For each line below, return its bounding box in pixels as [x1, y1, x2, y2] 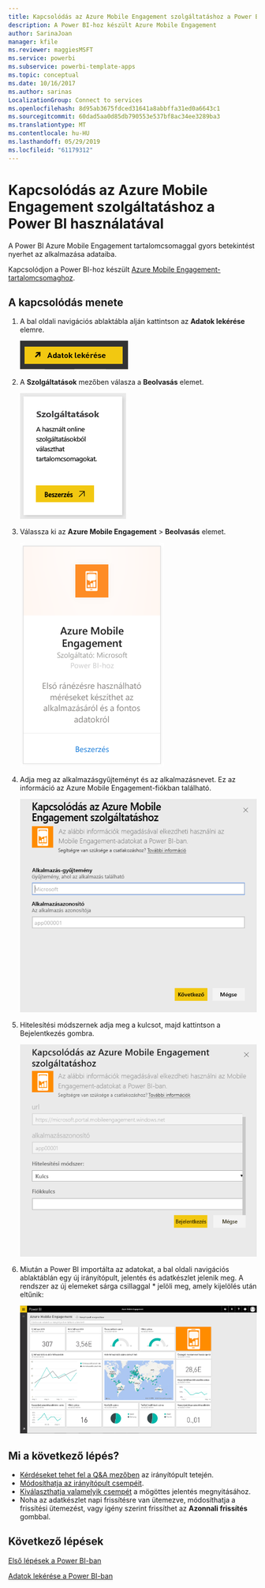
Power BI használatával [8, 214, 164, 232]
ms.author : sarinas [8, 88, 73, 96]
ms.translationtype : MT [8, 121, 87, 130]
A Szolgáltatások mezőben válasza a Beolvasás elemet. [19, 378, 204, 387]
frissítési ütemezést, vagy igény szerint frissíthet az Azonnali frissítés [19, 1503, 248, 1513]
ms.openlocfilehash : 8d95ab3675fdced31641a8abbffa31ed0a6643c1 [8, 104, 221, 112]
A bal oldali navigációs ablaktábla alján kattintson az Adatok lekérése [19, 317, 245, 326]
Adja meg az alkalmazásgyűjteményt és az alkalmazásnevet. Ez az [19, 775, 237, 785]
